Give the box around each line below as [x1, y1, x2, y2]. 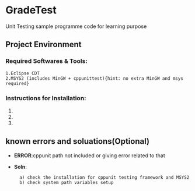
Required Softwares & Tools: [5, 57, 88, 65]
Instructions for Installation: [5, 94, 86, 102]
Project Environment [5, 40, 82, 49]
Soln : [13, 163, 27, 170]
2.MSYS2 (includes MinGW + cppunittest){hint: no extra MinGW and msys [5, 75, 183, 82]
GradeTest [5, 3, 57, 17]
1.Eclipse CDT [5, 70, 40, 76]
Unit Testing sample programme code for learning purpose [5, 23, 147, 30]
